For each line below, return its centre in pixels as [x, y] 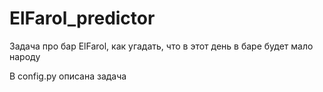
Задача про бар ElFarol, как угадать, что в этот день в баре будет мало [161, 46]
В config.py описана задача [68, 76]
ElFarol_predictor [82, 18]
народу [25, 56]
